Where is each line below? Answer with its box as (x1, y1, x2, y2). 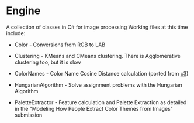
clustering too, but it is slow (14, 59, 81, 66)
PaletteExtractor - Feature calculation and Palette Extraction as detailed (14, 98, 187, 106)
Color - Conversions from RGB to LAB (14, 41, 106, 48)
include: (6, 29, 26, 36)
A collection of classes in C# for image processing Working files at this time (6, 23, 188, 30)
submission (14, 111, 43, 118)
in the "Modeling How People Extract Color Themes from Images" (14, 105, 174, 112)
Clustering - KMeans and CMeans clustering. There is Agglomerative (14, 52, 181, 59)
